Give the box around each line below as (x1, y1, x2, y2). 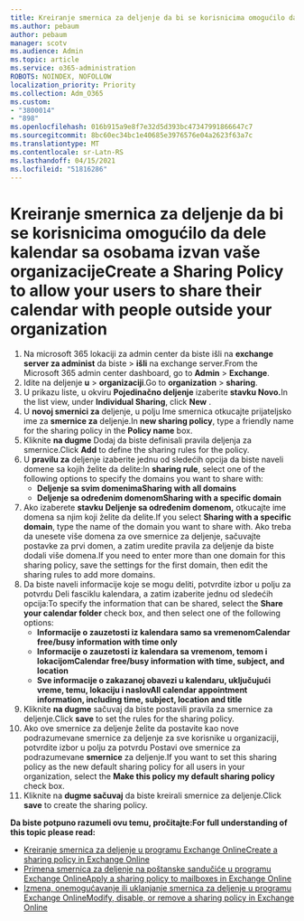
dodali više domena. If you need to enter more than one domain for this (23, 550, 286, 561)
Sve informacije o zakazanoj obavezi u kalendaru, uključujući (36, 675, 272, 686)
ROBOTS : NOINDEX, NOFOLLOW (10, 72, 112, 81)
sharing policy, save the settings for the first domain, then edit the (23, 559, 269, 570)
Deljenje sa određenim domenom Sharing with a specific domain (36, 493, 282, 503)
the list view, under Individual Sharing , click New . (23, 397, 211, 408)
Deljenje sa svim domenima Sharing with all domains (36, 483, 237, 493)
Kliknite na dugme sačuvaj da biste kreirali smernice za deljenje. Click (23, 790, 282, 801)
